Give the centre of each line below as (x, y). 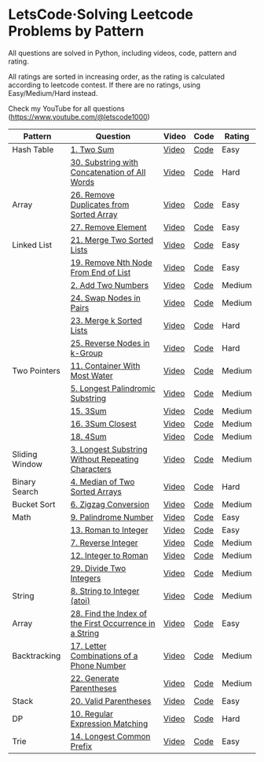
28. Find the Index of (109, 613)
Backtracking (37, 656)
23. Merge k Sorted (106, 320)
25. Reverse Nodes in (110, 343)
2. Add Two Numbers (110, 285)
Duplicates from (100, 204)
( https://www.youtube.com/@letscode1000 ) (79, 116)
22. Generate (95, 678)
